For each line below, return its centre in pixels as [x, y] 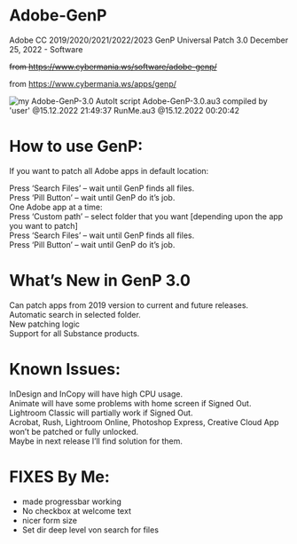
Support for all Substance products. [74, 333]
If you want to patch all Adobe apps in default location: [109, 170]
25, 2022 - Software [46, 49]
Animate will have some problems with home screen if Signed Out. [130, 403]
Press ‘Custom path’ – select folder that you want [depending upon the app [146, 216]
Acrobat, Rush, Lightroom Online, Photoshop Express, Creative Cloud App [144, 422]
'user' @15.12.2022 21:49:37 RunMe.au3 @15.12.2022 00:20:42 [125, 110]
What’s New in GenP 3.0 [100, 281]
